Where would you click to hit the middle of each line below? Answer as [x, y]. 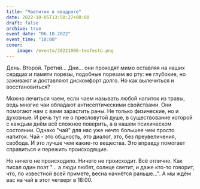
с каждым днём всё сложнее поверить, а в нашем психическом [89, 124]
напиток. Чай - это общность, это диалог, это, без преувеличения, [91, 136]
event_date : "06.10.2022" [38, 34]
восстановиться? [28, 87]
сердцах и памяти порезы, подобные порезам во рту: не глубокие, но [96, 74]
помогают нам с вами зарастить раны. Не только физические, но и [93, 111]
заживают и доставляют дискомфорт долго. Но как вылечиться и [90, 80]
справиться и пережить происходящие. [57, 149]
